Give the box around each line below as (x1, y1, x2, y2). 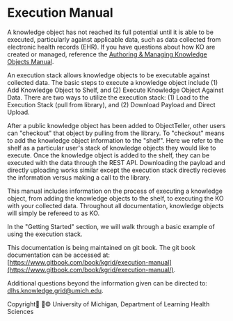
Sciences (7, 307, 34, 315)
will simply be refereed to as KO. (7, 209, 100, 217)
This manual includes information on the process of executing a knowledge (7, 187, 223, 195)
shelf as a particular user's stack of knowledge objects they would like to (7, 143, 216, 152)
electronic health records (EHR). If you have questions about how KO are (7, 42, 216, 51)
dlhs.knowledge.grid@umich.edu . (7, 286, 104, 295)
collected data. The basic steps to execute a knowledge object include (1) (7, 78, 218, 86)
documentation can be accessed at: (7, 251, 110, 259)
